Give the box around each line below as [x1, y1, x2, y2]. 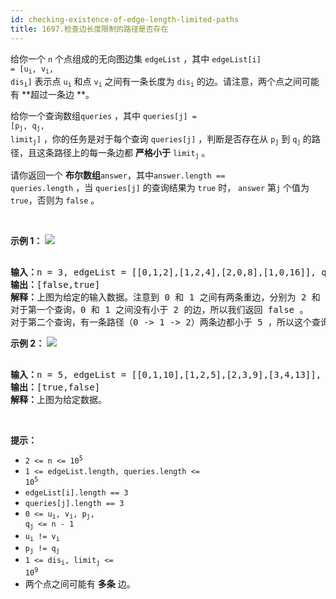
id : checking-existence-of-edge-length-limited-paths [10, 14, 240, 25]
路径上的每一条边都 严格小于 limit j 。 [53, 147, 211, 160]
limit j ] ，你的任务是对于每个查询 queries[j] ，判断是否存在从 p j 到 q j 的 [10, 132, 312, 146]
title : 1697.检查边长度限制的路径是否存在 [10, 24, 169, 34]
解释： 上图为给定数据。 [10, 394, 107, 405]
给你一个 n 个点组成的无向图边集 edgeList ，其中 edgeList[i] [10, 52, 262, 65]
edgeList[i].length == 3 [24, 487, 129, 498]
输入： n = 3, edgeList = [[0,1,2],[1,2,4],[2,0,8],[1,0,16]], [10, 266, 317, 278]
